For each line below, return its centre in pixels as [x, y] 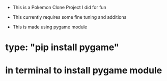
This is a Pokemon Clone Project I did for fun [60, 7]
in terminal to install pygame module [84, 71]
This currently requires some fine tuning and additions [69, 17]
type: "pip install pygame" [62, 47]
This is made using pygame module [50, 27]
